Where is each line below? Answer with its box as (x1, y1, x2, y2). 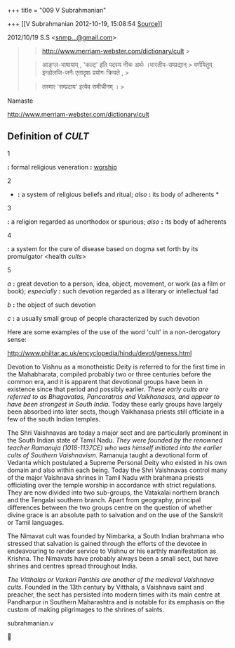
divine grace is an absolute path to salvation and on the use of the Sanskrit (7, 510, 223, 519)
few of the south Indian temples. (7, 414, 100, 423)
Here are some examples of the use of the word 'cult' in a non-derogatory (7, 327, 221, 336)
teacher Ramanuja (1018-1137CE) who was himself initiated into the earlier (7, 443, 222, 452)
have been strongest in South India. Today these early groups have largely (7, 400, 223, 408)
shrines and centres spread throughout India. (7, 561, 138, 570)
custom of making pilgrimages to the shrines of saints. (7, 605, 165, 614)
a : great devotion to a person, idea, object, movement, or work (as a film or (7, 279, 226, 288)
